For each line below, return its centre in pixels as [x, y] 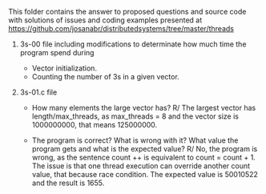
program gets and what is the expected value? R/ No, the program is [145, 149]
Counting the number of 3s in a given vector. [106, 77]
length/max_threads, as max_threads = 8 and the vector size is [135, 116]
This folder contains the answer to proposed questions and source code [127, 12]
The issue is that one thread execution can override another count [141, 166]
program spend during [57, 53]
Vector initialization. [64, 68]
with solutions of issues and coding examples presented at [105, 20]
